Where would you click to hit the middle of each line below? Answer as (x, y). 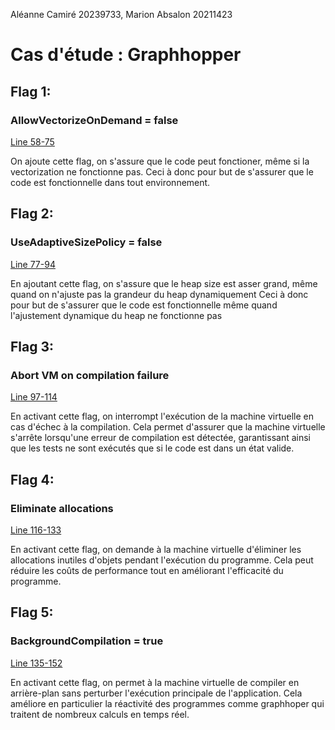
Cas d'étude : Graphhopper (126, 55)
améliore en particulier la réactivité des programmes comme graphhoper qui (167, 703)
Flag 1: (31, 91)
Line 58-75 (32, 141)
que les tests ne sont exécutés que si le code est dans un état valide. (152, 448)
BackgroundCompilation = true (87, 641)
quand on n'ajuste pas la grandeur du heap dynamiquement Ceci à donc (159, 294)
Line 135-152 (36, 663)
